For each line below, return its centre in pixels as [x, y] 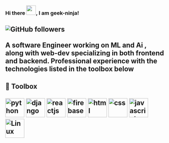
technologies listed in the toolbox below [70, 69]
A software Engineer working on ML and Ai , [76, 45]
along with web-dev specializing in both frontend [84, 53]
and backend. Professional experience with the [81, 61]
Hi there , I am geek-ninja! [42, 13]
